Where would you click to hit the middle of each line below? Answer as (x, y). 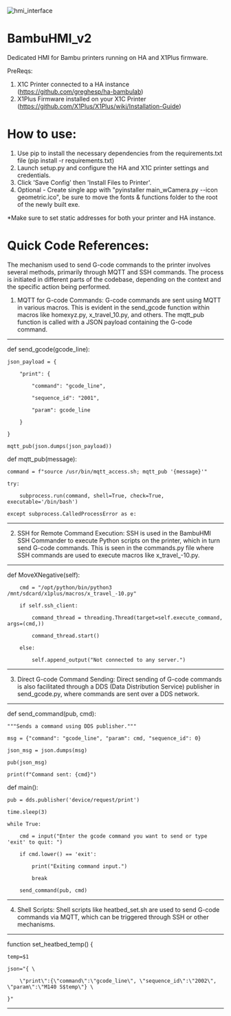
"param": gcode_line (61, 410)
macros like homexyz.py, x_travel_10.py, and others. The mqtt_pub (111, 314)
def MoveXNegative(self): (44, 575)
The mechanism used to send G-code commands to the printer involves (109, 265)
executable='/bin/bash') (43, 502)
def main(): (23, 787)
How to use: (42, 134)
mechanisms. (36, 924)
